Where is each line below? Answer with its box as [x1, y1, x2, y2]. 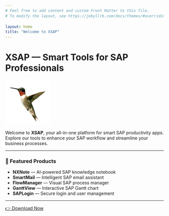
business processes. [5, 140, 48, 147]
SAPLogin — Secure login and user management [12, 190, 115, 196]
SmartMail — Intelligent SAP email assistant [12, 174, 104, 181]
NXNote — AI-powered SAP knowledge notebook [12, 169, 116, 175]
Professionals [5, 62, 64, 74]
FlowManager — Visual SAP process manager [12, 180, 109, 186]
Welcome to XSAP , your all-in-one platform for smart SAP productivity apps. [5, 130, 164, 136]
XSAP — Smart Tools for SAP [5, 52, 128, 63]
